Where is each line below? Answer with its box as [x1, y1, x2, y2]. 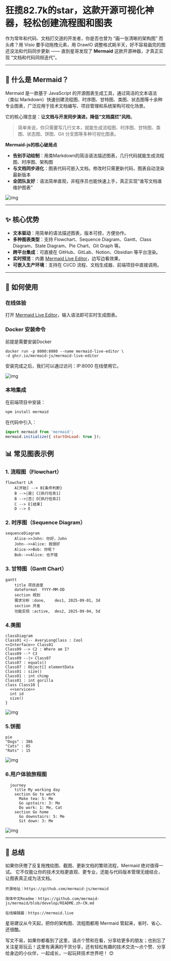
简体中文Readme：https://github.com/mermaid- [5, 896, 100, 901]
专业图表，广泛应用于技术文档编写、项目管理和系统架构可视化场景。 [5, 102, 148, 109]
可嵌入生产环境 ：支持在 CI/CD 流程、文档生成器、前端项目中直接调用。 [12, 262, 162, 268]
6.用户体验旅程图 [5, 771, 47, 778]
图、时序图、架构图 [12, 159, 53, 165]
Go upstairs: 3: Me [18, 800, 60, 806]
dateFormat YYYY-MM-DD [14, 587, 65, 592]
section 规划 [14, 592, 41, 598]
